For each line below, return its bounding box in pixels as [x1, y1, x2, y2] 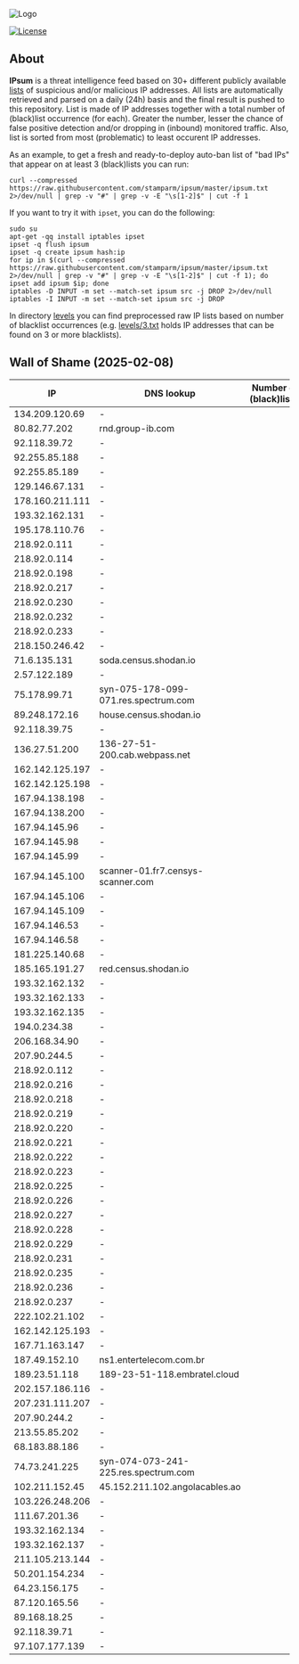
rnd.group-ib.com [99, 422, 175, 434]
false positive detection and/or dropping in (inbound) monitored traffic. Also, [9, 122, 289, 133]
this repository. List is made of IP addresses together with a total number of [9, 103, 286, 114]
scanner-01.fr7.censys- [99, 865, 204, 877]
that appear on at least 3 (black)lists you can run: [9, 159, 190, 169]
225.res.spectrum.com [99, 1466, 196, 1479]
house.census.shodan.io [99, 709, 202, 721]
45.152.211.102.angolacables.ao [99, 1480, 242, 1493]
